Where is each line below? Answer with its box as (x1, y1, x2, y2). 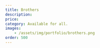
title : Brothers (5, 7, 39, 12)
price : (5, 16, 19, 21)
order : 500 (5, 35, 28, 40)
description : (5, 12, 32, 17)
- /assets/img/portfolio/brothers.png (14, 30, 95, 35)
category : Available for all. (5, 21, 68, 26)
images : (5, 26, 21, 31)
